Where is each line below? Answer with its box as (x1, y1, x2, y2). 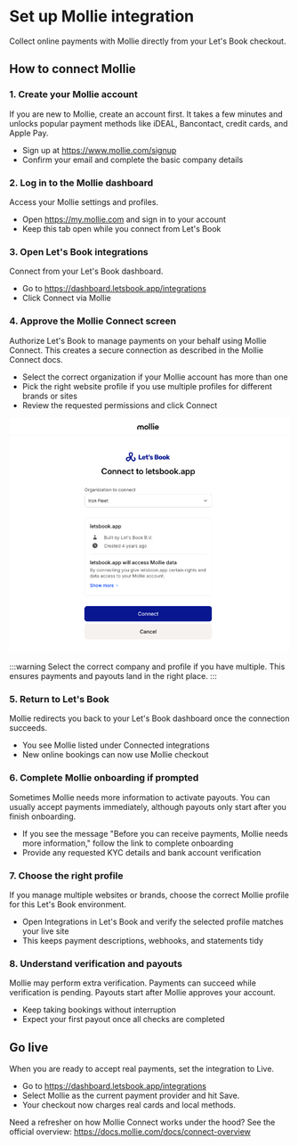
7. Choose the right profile (9, 869, 124, 881)
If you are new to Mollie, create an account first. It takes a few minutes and (9, 109, 283, 119)
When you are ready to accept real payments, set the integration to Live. (9, 1063, 274, 1075)
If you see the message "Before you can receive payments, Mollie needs (21, 828, 288, 839)
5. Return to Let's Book (9, 692, 109, 705)
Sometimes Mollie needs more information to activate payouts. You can (9, 791, 270, 803)
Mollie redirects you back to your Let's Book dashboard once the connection (9, 713, 290, 724)
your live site (21, 925, 69, 937)
